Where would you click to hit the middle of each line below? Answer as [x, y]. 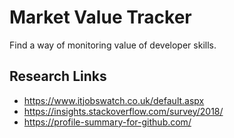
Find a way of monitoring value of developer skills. [113, 45]
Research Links [58, 76]
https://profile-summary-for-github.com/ [107, 122]
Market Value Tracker [100, 17]
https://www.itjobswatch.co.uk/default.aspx [114, 100]
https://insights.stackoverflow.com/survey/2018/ [123, 111]
